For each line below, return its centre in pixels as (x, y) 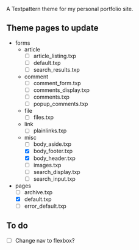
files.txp (43, 117)
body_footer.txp (53, 151)
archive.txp (38, 192)
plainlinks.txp (50, 131)
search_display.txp (57, 172)
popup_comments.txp (61, 104)
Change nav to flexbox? (45, 240)
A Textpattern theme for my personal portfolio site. (70, 9)
